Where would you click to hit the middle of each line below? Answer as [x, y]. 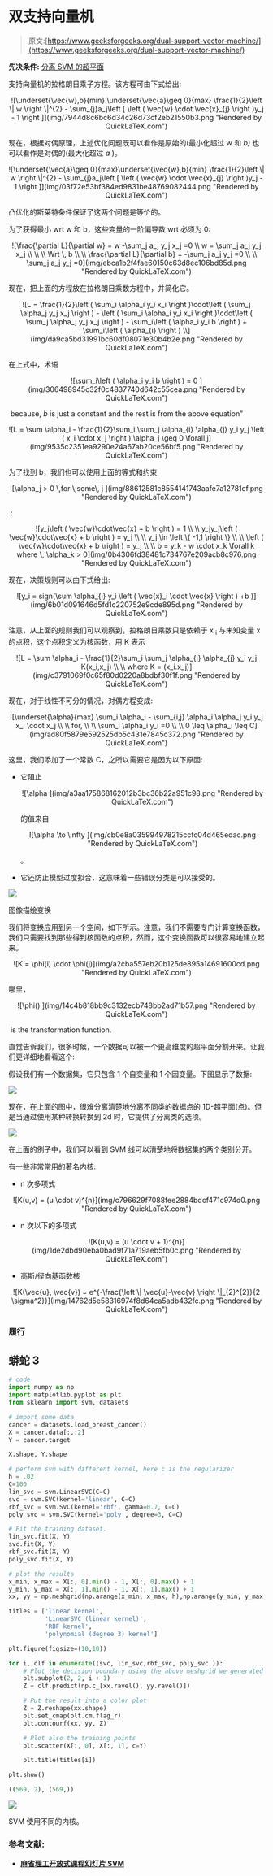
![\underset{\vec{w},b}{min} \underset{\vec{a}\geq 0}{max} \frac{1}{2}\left [136, 100]
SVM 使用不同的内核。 [46, 1822]
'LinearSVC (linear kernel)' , [96, 1619]
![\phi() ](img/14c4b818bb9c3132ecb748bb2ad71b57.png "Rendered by [136, 1005]
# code [19, 1380]
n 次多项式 [38, 1183]
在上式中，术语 [33, 364]
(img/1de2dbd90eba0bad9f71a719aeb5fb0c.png [112, 1250]
